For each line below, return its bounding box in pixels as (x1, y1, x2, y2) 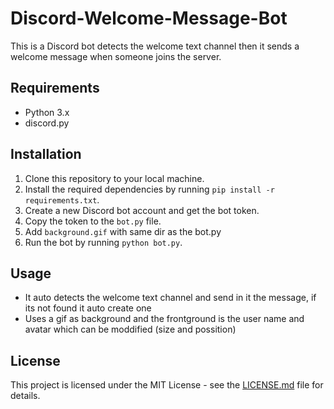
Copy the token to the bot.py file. (24, 215, 162, 227)
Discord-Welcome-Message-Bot (10, 7, 288, 30)
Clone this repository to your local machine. (24, 172, 205, 184)
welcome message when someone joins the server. (10, 50, 222, 62)
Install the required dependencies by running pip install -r (24, 183, 275, 195)
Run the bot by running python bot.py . (24, 236, 183, 248)
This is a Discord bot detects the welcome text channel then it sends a (10, 40, 300, 52)
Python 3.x (24, 106, 70, 118)
